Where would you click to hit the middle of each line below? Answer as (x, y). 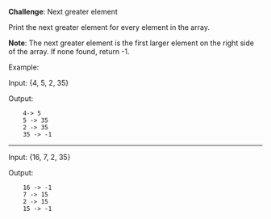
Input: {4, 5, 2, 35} (39, 83)
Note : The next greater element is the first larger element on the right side (131, 43)
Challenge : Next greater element (63, 12)
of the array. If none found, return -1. (69, 51)
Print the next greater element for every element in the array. (109, 27)
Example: (24, 67)
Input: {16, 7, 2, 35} (40, 157)
